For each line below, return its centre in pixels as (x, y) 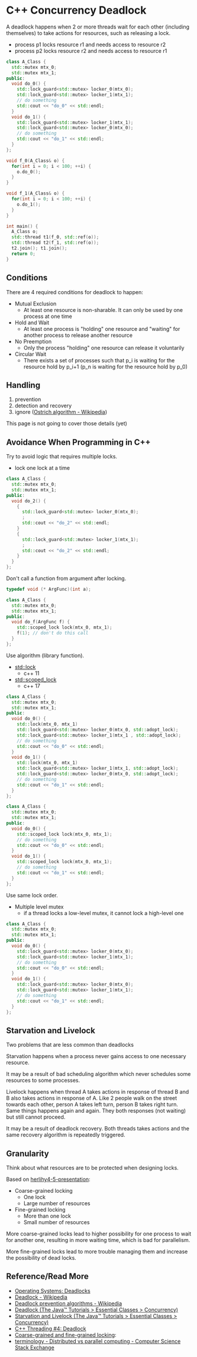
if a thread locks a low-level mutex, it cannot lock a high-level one (104, 913)
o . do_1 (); (29, 204)
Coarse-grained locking (43, 1191)
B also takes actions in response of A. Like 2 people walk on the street (92, 1098)
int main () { (22, 226)
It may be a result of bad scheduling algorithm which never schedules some (98, 1074)
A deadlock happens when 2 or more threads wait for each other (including (98, 27)
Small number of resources (56, 1222)
